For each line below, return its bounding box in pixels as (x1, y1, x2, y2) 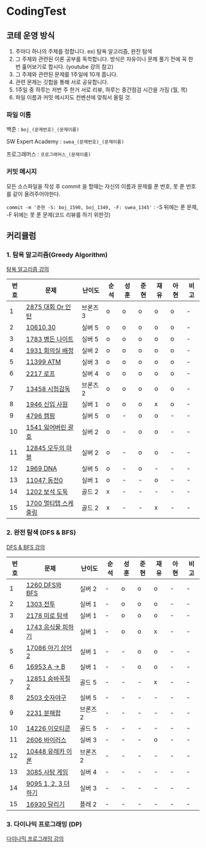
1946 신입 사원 (26, 400, 69, 409)
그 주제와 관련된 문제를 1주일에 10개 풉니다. (15, 71, 118, 78)
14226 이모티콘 (26, 724, 71, 733)
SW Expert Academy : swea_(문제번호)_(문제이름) (6, 138, 124, 145)
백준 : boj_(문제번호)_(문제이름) (6, 126, 80, 133)
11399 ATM (26, 358, 61, 366)
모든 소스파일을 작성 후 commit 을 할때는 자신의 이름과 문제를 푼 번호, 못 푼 (6, 182, 185, 190)
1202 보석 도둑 (26, 488, 69, 496)
